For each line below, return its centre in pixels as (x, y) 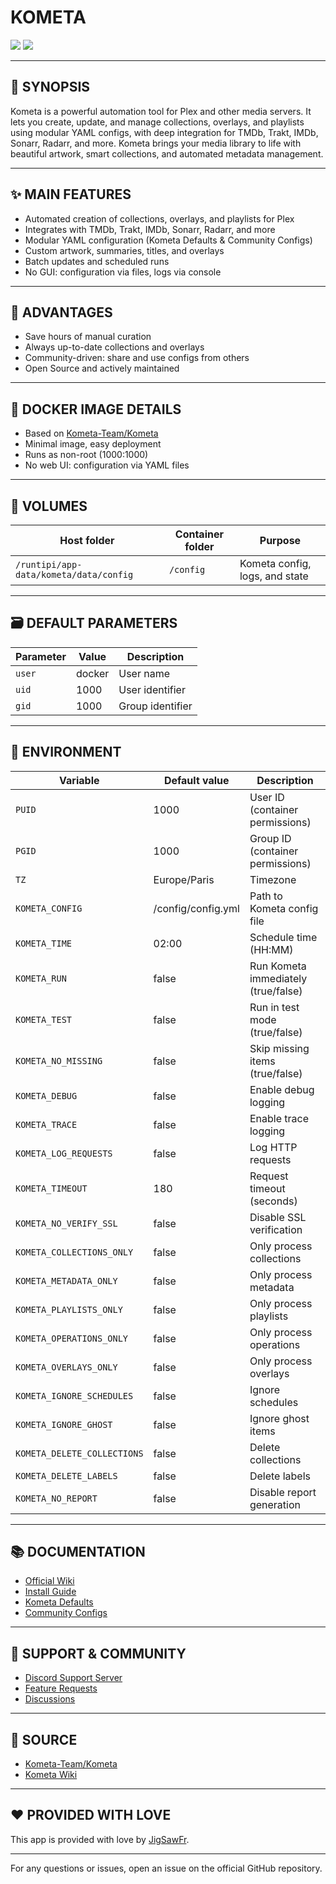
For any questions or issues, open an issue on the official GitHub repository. (166, 1868)
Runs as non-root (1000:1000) (86, 455)
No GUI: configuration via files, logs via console (123, 272)
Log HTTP (273, 1147)
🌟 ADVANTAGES (61, 312)
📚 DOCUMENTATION (78, 1552)
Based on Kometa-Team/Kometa (91, 433)
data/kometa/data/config (74, 574)
